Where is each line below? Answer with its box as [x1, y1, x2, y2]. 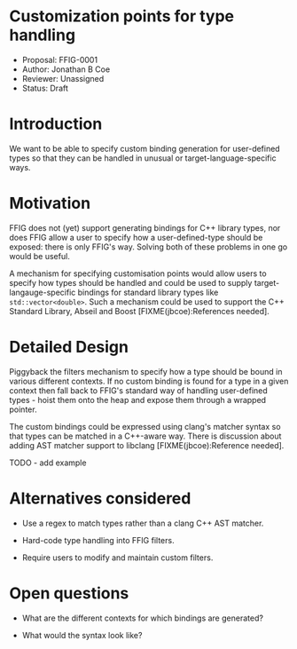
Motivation [9, 194, 91, 214]
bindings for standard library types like [77, 287, 219, 297]
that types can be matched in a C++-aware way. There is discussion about [9, 431, 282, 441]
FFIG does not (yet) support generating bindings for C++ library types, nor [9, 222, 281, 233]
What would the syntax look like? [21, 629, 143, 640]
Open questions [9, 583, 129, 603]
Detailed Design [9, 337, 129, 357]
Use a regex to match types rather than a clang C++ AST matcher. [21, 518, 264, 528]
